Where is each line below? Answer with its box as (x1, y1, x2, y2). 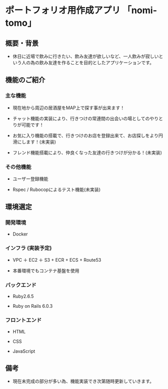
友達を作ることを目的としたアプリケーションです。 (48, 60, 154, 66)
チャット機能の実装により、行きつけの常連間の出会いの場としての (12, 115, 150, 121)
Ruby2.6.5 (12, 294, 34, 300)
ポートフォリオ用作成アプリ (5, 5, 121, 16)
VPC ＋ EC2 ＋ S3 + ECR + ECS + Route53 (12, 257, 101, 263)
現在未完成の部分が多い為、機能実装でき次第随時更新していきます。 (12, 378, 154, 384)
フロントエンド (5, 317, 42, 324)
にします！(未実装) (17, 138, 57, 144)
